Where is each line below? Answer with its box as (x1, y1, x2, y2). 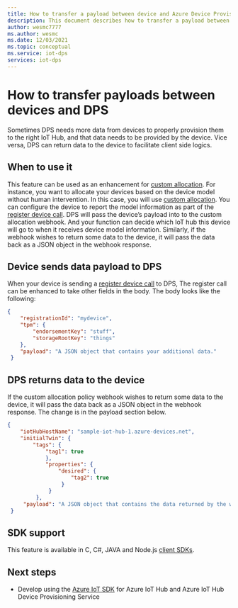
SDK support (7, 527, 65, 539)
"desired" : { (57, 468, 97, 475)
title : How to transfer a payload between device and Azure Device (7, 10, 211, 18)
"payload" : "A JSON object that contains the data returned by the (23, 500, 227, 507)
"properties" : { (45, 461, 93, 468)
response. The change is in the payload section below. (7, 408, 166, 417)
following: (7, 295, 36, 303)
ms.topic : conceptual (7, 43, 72, 50)
